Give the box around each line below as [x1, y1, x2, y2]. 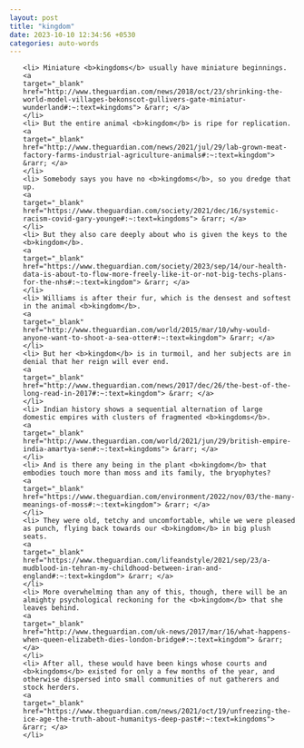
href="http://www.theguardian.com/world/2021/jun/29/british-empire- [22, 437, 292, 446]
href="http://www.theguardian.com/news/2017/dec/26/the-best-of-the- [22, 381, 292, 390]
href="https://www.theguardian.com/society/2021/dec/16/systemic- [22, 206, 279, 216]
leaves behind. [22, 604, 81, 613]
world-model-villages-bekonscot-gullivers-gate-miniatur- [22, 95, 247, 104]
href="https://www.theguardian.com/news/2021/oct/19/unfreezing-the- [22, 707, 292, 716]
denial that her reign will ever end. [22, 358, 170, 367]
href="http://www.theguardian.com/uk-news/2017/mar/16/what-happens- [22, 627, 292, 636]
